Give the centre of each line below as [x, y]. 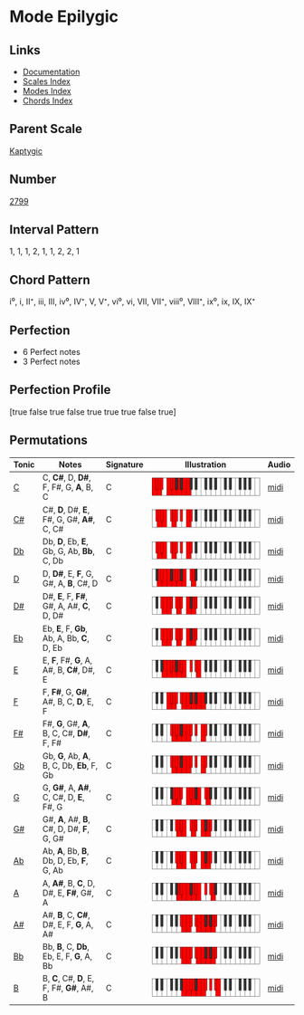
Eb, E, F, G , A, [67, 956]
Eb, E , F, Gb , [65, 628]
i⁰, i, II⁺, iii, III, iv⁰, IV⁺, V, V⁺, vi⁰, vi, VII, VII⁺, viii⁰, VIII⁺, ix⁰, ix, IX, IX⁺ [133, 302]
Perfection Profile [60, 390]
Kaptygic [26, 150]
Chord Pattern [50, 279]
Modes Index [47, 91]
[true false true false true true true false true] [93, 412]
